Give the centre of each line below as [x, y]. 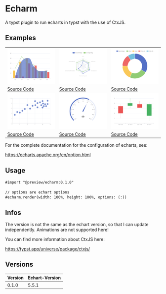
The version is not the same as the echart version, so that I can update [77, 225]
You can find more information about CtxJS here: [55, 239]
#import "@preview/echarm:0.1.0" [40, 182]
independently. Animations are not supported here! [57, 230]
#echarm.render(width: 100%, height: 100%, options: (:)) [66, 197]
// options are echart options [37, 192]
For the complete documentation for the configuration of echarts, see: [76, 145]
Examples [21, 38]
